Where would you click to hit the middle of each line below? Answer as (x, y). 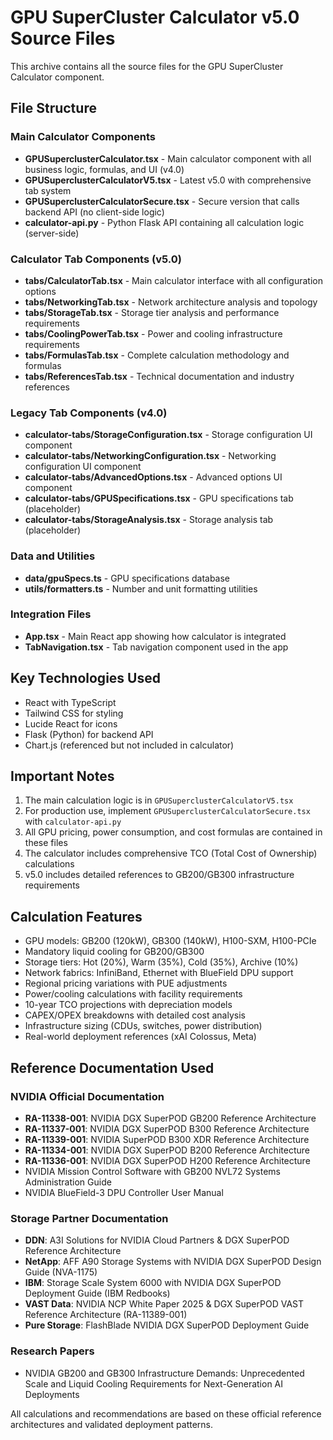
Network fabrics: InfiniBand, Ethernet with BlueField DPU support (159, 973)
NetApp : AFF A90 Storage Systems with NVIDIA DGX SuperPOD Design (173, 1262)
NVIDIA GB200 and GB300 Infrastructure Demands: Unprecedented (164, 1373)
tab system (48, 190)
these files (46, 843)
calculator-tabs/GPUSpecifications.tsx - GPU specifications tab (159, 498)
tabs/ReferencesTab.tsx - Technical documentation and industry (159, 376)
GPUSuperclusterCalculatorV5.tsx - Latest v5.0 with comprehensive (168, 180)
